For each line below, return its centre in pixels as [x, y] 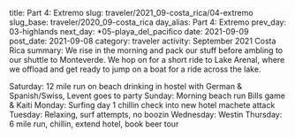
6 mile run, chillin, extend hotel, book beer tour [94, 124]
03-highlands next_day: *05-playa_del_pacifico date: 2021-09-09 [129, 31]
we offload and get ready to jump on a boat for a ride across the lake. [135, 69]
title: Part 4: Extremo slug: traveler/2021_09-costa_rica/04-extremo [131, 13]
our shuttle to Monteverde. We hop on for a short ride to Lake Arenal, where [147, 60]
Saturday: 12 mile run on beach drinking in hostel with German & [126, 86]
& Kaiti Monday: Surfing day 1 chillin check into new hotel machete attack [142, 105]
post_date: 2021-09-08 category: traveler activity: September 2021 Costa [143, 41]
